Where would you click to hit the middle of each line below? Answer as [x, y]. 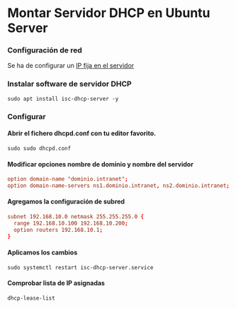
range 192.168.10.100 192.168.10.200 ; [71, 223]
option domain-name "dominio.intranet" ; [68, 179]
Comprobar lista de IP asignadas [56, 283]
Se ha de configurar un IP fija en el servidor [71, 66]
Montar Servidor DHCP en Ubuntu [109, 13]
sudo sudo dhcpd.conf [39, 148]
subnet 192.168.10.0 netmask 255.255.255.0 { [75, 217]
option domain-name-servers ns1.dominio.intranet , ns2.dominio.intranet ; [119, 186]
